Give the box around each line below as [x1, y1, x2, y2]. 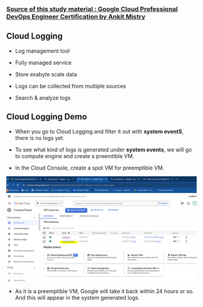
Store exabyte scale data [14, 70, 77, 78]
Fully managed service [14, 59, 72, 66]
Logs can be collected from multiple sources [14, 82, 126, 90]
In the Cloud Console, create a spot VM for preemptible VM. [14, 164, 164, 171]
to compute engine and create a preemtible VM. [14, 152, 135, 159]
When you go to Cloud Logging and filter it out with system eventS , [14, 128, 184, 135]
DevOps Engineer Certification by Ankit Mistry [6, 12, 146, 21]
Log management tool [14, 47, 70, 54]
